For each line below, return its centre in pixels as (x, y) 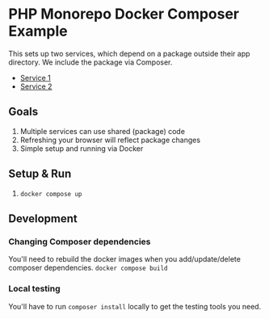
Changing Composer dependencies (80, 241)
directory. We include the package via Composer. (90, 62)
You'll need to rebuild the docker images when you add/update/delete (124, 259)
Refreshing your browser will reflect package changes (110, 140)
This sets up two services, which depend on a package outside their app (129, 53)
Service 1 (35, 78)
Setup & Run (40, 174)
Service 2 (36, 86)
